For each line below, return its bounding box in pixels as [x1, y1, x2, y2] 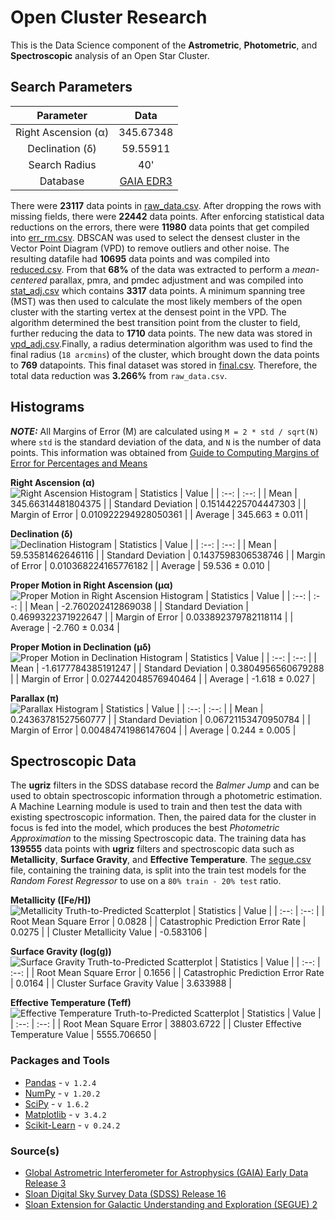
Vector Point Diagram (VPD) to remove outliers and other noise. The [10, 242, 290, 254]
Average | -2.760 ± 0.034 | [10, 621, 120, 633]
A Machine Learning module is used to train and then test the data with [10, 801, 303, 813]
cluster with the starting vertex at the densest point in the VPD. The [10, 306, 287, 318]
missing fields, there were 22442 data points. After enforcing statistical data [10, 210, 325, 222]
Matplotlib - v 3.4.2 [24, 1108, 107, 1120]
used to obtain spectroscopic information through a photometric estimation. [10, 790, 323, 802]
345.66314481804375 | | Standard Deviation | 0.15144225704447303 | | [10, 497, 307, 510]
